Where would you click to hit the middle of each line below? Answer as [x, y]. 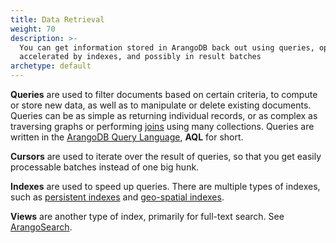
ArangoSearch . [41, 227]
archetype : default [51, 66]
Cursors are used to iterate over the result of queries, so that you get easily [166, 156]
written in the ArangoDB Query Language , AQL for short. [127, 137]
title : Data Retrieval [57, 19]
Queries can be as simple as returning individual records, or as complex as [164, 115]
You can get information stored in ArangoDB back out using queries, [167, 47]
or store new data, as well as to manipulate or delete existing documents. [161, 105]
